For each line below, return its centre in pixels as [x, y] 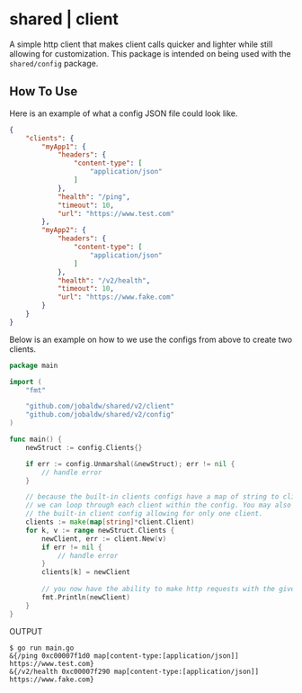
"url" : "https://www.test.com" [116, 213]
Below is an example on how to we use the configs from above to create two [151, 339]
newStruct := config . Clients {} [84, 447]
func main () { [36, 439]
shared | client [64, 19]
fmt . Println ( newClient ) [86, 597]
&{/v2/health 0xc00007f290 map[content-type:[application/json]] [134, 671]
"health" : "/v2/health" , [104, 280]
